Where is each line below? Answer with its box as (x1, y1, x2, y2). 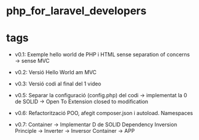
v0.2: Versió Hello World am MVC (14, 69, 97, 76)
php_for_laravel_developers (6, 4, 147, 18)
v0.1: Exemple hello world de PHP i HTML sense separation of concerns (14, 51, 190, 58)
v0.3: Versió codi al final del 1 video (14, 80, 102, 87)
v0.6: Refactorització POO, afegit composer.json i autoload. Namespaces (14, 110, 193, 117)
